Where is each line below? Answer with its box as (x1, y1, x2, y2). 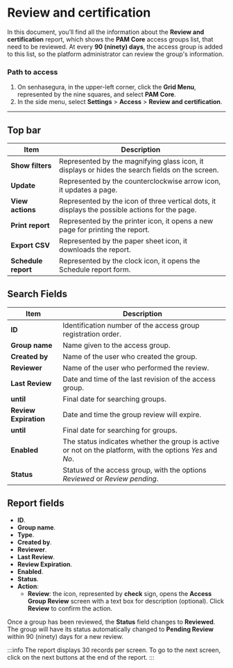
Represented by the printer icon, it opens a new (58, 216, 214, 226)
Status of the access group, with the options (62, 465, 207, 475)
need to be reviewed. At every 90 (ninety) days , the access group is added (7, 42, 223, 51)
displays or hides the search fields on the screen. (58, 165, 219, 175)
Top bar (7, 124, 42, 136)
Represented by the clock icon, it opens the (58, 256, 200, 266)
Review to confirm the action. (27, 604, 113, 613)
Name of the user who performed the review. (62, 362, 209, 372)
